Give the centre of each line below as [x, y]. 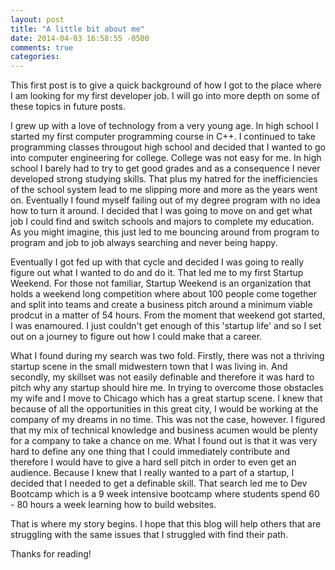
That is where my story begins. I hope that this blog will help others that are [166, 524]
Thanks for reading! [51, 554]
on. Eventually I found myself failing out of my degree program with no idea [165, 200]
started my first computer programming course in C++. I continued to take [163, 137]
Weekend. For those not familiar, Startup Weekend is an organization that [161, 283]
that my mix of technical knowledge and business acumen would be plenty [164, 430]
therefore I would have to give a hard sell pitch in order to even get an [153, 462]
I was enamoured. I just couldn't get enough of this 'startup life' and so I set [166, 326]
